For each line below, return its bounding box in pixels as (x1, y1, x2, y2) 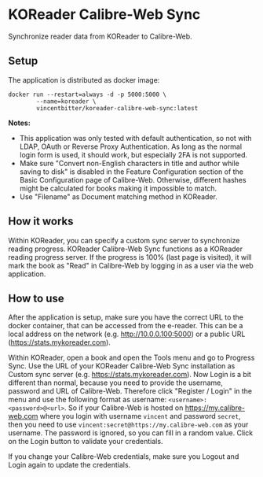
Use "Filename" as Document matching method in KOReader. (19, 191, 218, 202)
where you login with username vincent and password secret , (39, 412, 241, 421)
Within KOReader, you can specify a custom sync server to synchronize (8, 235, 240, 245)
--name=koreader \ (36, 97, 97, 105)
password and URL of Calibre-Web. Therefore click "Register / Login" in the (8, 386, 253, 396)
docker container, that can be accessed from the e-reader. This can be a (8, 321, 243, 331)
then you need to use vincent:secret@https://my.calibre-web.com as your (8, 420, 249, 430)
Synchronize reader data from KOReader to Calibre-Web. (8, 31, 192, 41)
